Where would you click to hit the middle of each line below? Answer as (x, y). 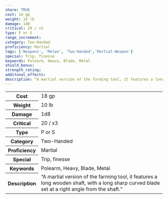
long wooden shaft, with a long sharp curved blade (100, 183)
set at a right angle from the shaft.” (81, 189)
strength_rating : (23, 70)
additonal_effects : (25, 75)
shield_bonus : (20, 65)
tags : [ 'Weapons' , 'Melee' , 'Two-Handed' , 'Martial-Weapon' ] (69, 51)
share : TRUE (17, 10)
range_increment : (23, 38)
